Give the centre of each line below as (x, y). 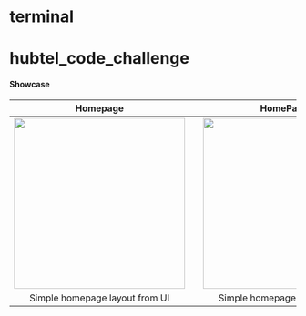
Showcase (30, 84)
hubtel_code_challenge (99, 59)
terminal (42, 17)
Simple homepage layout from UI (100, 298)
